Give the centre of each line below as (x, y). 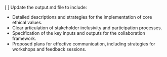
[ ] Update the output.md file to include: (46, 7)
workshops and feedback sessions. (49, 49)
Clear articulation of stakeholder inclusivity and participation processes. (87, 28)
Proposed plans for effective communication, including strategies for (83, 44)
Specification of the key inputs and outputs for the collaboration (78, 33)
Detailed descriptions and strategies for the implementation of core (82, 17)
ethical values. (27, 22)
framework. (24, 38)
